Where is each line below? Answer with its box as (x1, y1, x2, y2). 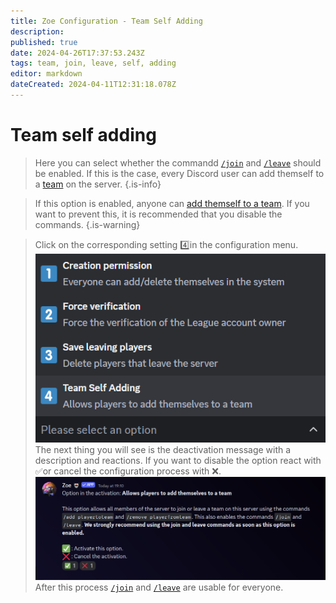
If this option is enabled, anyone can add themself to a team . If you (34, 197, 310, 209)
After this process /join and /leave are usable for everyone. (34, 581, 284, 594)
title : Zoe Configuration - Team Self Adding (10, 16, 203, 26)
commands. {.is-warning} (34, 218, 141, 230)
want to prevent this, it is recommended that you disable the (34, 208, 283, 220)
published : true (10, 37, 78, 47)
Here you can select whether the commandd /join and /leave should (34, 156, 322, 169)
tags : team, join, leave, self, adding (10, 58, 177, 69)
